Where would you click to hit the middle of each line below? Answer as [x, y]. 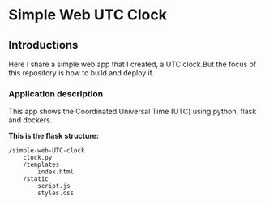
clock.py [38, 158]
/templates [41, 165]
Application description [56, 93]
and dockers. [30, 120]
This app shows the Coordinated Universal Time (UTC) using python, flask [132, 112]
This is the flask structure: [54, 136]
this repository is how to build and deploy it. [81, 73]
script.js [54, 186]
